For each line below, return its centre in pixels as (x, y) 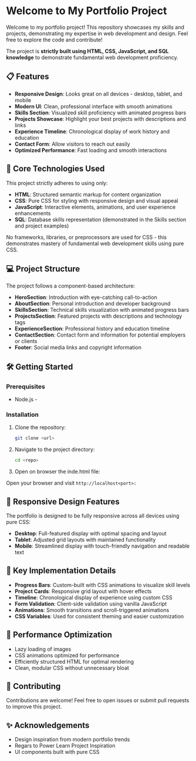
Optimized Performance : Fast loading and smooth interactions (91, 150)
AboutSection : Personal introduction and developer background (92, 304)
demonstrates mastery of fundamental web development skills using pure (95, 243)
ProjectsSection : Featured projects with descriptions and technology (98, 316)
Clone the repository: (40, 427)
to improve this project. (34, 707)
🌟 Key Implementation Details (61, 571)
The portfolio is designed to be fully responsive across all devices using (93, 515)
